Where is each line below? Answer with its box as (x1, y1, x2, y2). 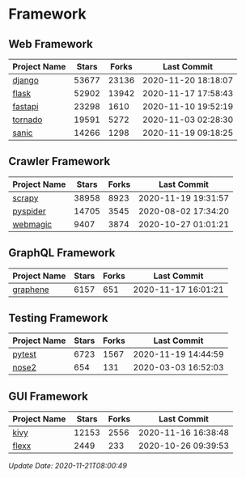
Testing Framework (8, 311, 108, 325)
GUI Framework (8, 389, 89, 403)
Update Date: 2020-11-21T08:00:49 (8, 461, 128, 471)
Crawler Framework (8, 154, 111, 168)
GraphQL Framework (8, 246, 116, 260)
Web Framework (8, 37, 93, 51)
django (12, 74, 39, 86)
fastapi (12, 101, 39, 112)
